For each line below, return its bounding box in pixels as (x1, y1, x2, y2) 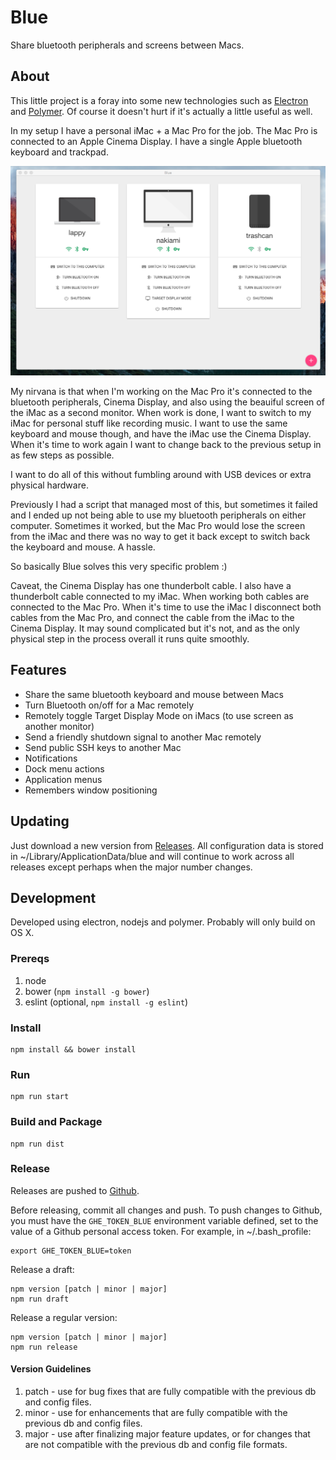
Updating (10, 813, 70, 830)
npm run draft (10, 1294, 70, 1304)
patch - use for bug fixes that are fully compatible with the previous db (24, 1386, 317, 1398)
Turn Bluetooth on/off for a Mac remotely (24, 699, 195, 711)
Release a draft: (10, 1263, 75, 1275)
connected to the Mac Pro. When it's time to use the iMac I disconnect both (10, 601, 322, 613)
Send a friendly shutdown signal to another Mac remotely (24, 731, 262, 743)
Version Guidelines (10, 1363, 92, 1375)
